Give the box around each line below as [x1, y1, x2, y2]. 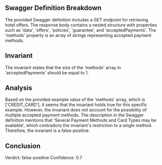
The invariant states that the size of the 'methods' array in [5, 64, 121, 70]
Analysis [5, 84, 33, 92]
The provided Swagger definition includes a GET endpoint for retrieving [5, 17, 148, 22]
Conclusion [5, 142, 41, 150]
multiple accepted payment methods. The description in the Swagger [5, 112, 144, 118]
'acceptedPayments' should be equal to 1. [5, 70, 89, 75]
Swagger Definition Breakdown [5, 4, 102, 12]
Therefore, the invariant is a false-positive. [5, 128, 90, 133]
